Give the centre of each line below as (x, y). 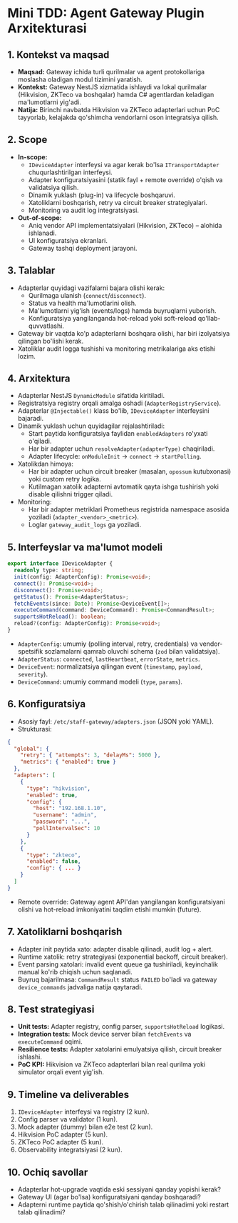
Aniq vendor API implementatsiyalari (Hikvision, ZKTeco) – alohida (125, 225)
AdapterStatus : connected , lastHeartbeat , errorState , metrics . (109, 659)
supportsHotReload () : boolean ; (60, 617)
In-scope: (32, 157)
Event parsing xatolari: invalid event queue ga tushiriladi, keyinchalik (118, 964)
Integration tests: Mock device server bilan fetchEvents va (104, 1034)
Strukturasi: (35, 729)
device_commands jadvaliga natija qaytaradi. (80, 987)
